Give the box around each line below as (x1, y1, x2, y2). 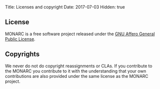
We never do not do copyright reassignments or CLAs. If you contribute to (5, 63, 152, 69)
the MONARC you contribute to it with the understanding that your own (5, 68, 146, 74)
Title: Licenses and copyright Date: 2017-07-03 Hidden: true (5, 4, 125, 10)
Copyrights (5, 50, 40, 59)
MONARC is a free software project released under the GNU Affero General (5, 31, 155, 37)
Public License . (5, 36, 35, 42)
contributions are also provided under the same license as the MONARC (5, 73, 148, 79)
